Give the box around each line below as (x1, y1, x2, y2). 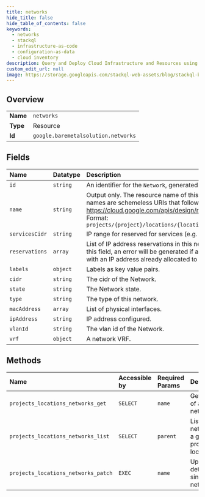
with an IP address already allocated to (86, 255, 198, 263)
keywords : (6, 26, 32, 32)
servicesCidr (9, 230, 48, 237)
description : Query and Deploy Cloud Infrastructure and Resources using (6, 60, 198, 66)
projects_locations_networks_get (9, 400, 107, 407)
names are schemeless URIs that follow (86, 198, 200, 207)
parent (157, 433, 177, 439)
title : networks (6, 9, 48, 15)
